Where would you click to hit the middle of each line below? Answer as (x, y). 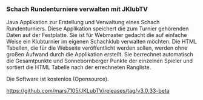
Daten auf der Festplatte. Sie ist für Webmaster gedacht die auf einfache (97, 35)
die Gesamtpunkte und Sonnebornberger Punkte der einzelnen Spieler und (99, 61)
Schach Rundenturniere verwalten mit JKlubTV (77, 9)
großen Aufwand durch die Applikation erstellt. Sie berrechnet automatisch (100, 55)
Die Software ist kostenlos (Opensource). (58, 79)
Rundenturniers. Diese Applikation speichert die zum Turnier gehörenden (98, 28)
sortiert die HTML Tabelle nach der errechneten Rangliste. (79, 67)
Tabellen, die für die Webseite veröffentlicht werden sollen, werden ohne (97, 48)
